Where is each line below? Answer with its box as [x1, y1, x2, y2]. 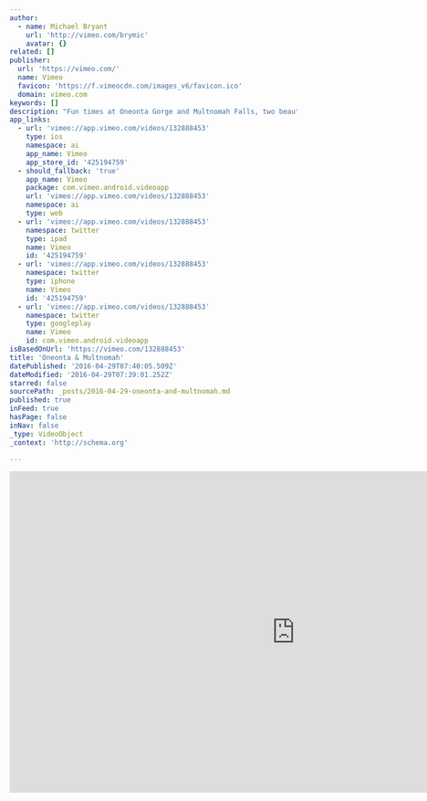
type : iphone [26, 277, 76, 286]
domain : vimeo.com [17, 90, 89, 99]
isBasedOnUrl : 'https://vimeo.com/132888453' [9, 344, 185, 353]
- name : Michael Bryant [17, 22, 108, 31]
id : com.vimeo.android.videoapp [26, 336, 149, 345]
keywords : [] [9, 98, 59, 108]
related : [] [9, 47, 55, 57]
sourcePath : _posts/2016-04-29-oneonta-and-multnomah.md [9, 387, 231, 396]
